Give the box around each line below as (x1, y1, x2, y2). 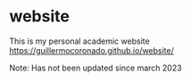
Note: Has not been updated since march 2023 (9, 62, 182, 73)
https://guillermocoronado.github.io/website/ (9, 45, 174, 55)
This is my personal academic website (9, 36, 150, 46)
